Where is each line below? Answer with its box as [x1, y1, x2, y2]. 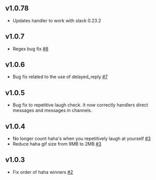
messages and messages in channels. [12, 107, 92, 114]
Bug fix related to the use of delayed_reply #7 [12, 74, 108, 80]
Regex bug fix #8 [12, 46, 49, 52]
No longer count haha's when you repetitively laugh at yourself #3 [12, 135, 151, 141]
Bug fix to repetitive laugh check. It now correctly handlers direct [12, 102, 148, 108]
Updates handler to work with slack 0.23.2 [12, 17, 101, 23]
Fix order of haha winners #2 [12, 169, 73, 175]
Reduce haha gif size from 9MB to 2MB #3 [12, 141, 102, 147]
